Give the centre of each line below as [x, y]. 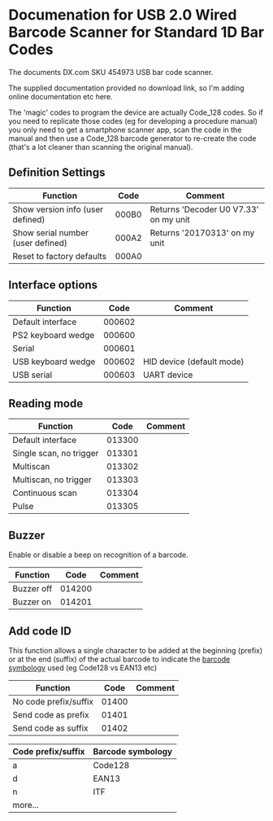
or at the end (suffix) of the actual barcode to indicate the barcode [119, 659]
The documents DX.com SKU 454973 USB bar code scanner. [111, 72]
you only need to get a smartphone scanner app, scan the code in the [125, 130]
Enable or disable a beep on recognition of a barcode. [98, 555]
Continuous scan [45, 493]
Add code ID [40, 631]
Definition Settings [57, 173]
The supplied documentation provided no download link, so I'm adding [127, 88]
